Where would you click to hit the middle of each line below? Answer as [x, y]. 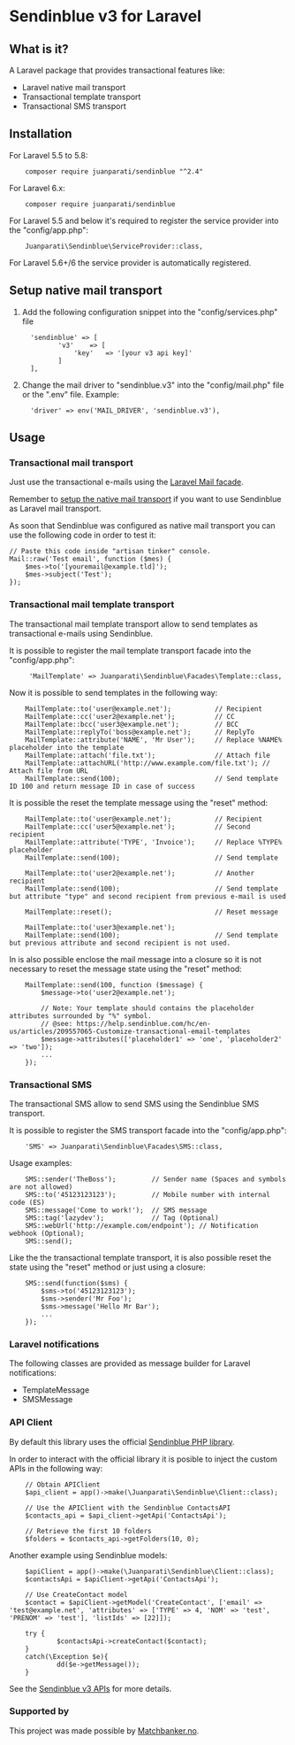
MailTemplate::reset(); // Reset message [151, 912]
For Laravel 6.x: [38, 188]
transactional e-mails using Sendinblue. [81, 633]
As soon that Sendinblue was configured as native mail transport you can [142, 526]
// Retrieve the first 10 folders [88, 1531]
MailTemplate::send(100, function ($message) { [114, 984]
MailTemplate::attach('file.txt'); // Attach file [148, 755]
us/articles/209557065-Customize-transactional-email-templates [130, 1031]
